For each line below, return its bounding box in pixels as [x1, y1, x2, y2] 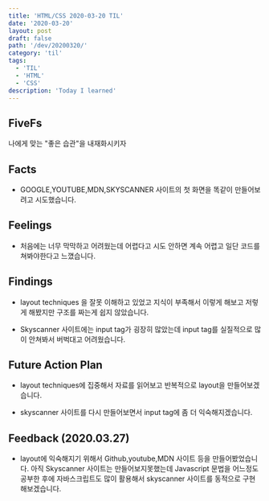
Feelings [8, 219, 52, 232]
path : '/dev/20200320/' [8, 42, 88, 50]
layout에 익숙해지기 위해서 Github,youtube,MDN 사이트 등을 [19, 454, 211, 463]
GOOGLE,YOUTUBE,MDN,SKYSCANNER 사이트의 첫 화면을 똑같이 [19, 185, 233, 194]
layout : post [8, 27, 52, 35]
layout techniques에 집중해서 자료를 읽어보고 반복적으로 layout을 [19, 380, 226, 390]
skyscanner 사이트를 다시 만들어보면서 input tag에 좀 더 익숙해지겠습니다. [19, 408, 253, 417]
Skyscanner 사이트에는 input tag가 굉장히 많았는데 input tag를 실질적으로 [19, 324, 253, 334]
